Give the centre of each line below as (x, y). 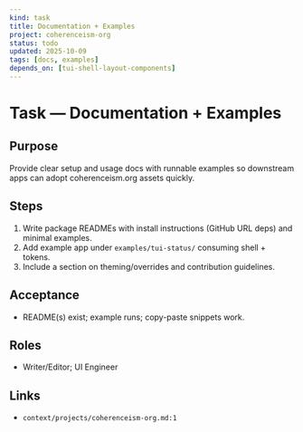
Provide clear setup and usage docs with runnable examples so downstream (152, 168)
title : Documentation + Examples (72, 26)
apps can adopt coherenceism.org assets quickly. (102, 178)
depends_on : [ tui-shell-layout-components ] (93, 69)
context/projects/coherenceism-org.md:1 (99, 418)
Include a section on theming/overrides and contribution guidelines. (149, 266)
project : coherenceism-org (60, 34)
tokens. (36, 257)
